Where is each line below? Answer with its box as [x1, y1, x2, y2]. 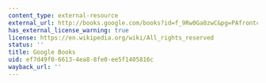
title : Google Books [8, 48, 77, 56]
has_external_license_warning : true [8, 26, 129, 34]
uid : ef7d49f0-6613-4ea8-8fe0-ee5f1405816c [8, 56, 154, 64]
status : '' [8, 41, 44, 49]
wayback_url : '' [8, 63, 62, 71]
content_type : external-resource [8, 11, 119, 20]
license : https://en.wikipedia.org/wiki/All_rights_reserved [8, 33, 215, 42]
